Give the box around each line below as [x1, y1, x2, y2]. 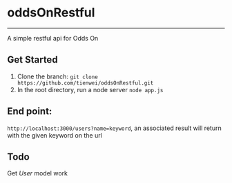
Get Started [7, 54, 58, 66]
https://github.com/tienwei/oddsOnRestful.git [17, 79, 154, 87]
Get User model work [7, 169, 68, 177]
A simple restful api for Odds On [7, 34, 99, 42]
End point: [7, 105, 52, 118]
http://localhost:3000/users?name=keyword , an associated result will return [7, 124, 222, 132]
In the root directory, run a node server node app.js [17, 85, 164, 94]
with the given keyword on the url [7, 131, 102, 139]
